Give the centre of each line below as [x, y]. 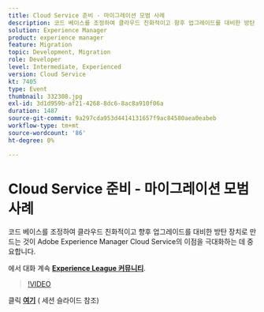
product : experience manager [56, 38]
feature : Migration [40, 45]
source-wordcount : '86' [47, 133]
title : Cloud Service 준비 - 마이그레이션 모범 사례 [87, 15]
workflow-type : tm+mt [44, 126]
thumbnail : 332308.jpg [45, 96]
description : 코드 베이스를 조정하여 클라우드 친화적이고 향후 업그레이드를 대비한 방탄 [132, 23]
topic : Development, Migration [59, 52]
